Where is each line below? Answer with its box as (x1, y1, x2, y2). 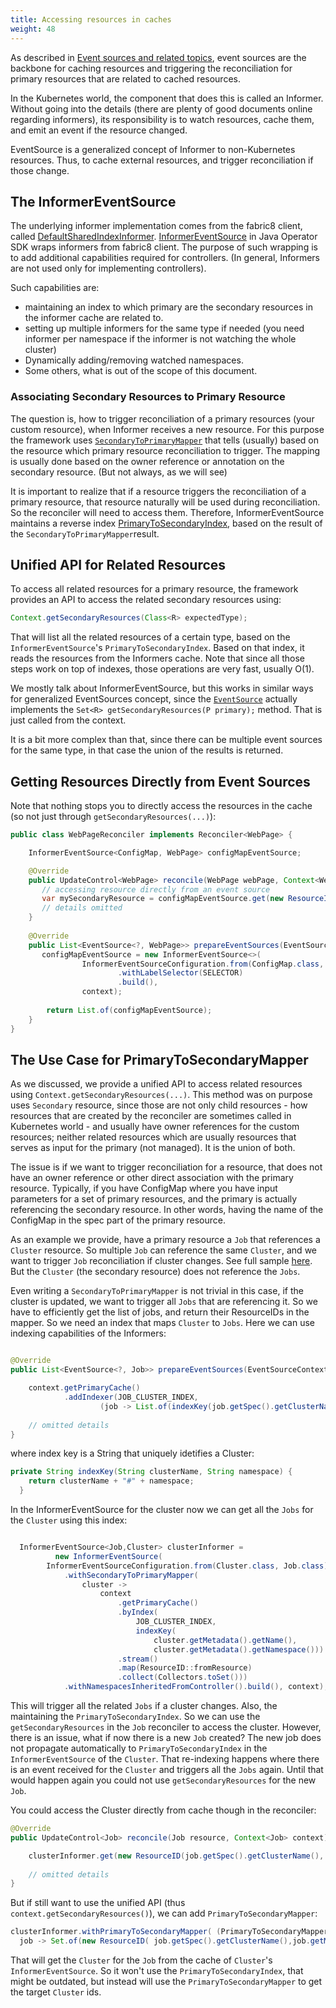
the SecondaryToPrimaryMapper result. (10, 527, 160, 540)
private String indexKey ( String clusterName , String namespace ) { (10, 1467, 293, 1477)
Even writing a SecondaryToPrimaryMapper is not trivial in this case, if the (10, 1285, 304, 1297)
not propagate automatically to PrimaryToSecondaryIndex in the (10, 1742, 268, 1755)
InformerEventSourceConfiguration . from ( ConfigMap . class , (81, 959, 325, 969)
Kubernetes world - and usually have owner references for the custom (10, 1121, 300, 1133)
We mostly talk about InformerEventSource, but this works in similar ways (10, 682, 314, 695)
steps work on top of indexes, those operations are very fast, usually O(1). (10, 663, 315, 675)
